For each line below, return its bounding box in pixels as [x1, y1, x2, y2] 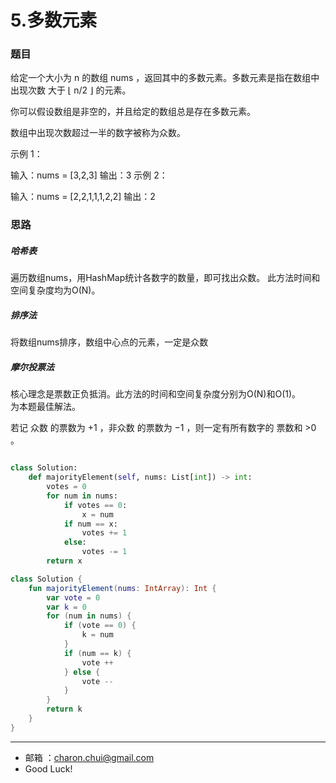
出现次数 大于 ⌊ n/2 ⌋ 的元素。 [10, 84, 132, 96]
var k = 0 [46, 602, 87, 612]
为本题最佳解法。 [10, 401, 81, 413]
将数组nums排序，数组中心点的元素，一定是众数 [10, 336, 209, 348]
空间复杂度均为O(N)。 [10, 284, 101, 296]
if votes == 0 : [63, 500, 128, 510]
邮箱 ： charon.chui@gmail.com [24, 751, 155, 763]
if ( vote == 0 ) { [63, 621, 137, 631]
